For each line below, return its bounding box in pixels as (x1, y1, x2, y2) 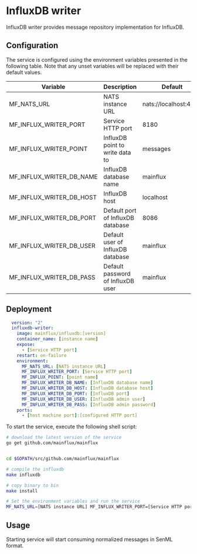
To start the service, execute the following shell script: (6, 423, 137, 430)
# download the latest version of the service (6, 435, 122, 441)
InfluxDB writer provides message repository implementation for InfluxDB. (6, 23, 185, 31)
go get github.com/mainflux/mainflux (6, 440, 98, 446)
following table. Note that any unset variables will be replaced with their (6, 62, 179, 69)
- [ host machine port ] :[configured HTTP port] (21, 412, 138, 418)
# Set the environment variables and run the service (6, 498, 141, 505)
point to (103, 141, 125, 149)
